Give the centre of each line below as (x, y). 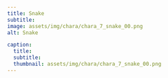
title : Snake (26, 13)
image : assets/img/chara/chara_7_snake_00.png (75, 26)
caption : (20, 45)
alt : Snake (23, 32)
